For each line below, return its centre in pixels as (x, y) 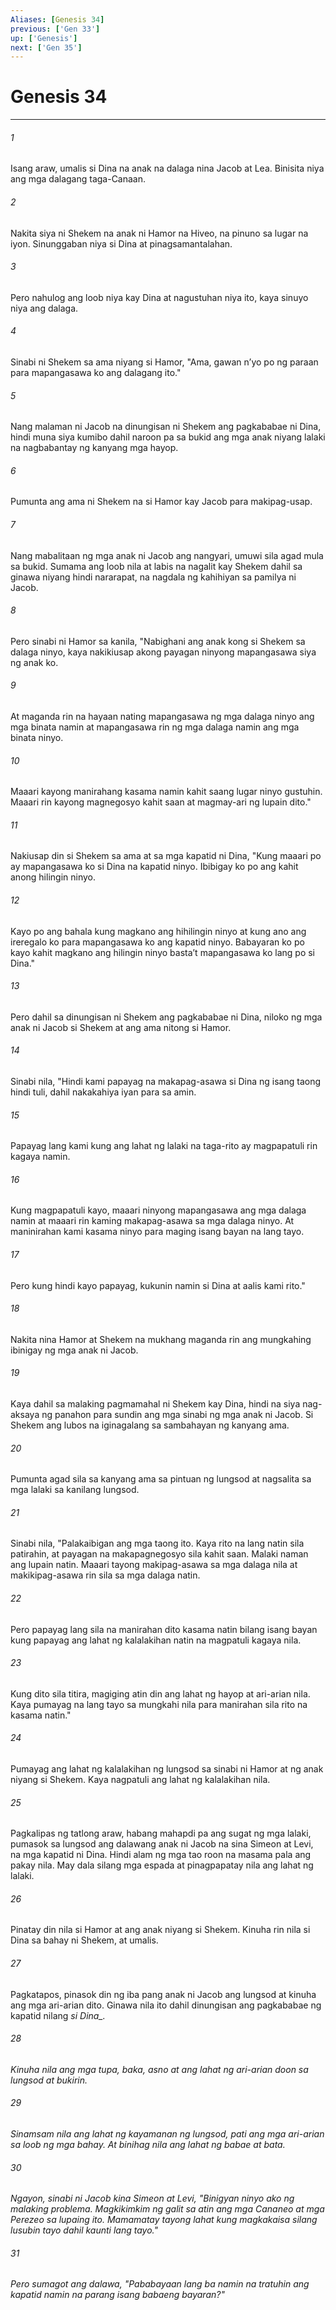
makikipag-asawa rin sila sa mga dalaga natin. (105, 1575)
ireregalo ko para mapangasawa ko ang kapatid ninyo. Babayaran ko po (157, 942)
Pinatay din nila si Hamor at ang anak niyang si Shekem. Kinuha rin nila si (160, 1930)
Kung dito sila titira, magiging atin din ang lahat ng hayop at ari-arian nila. (160, 1693)
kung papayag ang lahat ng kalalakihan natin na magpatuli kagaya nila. (156, 1640)
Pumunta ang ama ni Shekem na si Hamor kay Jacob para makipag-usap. (161, 502)
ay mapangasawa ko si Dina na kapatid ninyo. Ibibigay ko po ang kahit (154, 867)
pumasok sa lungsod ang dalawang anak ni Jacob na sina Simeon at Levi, (162, 1844)
